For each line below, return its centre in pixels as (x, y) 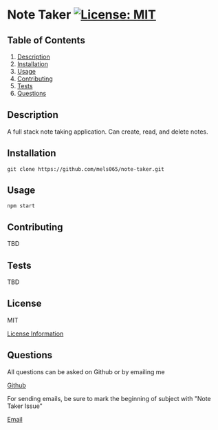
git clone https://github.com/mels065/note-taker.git (86, 169)
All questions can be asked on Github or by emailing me (86, 371)
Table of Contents (46, 40)
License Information (35, 334)
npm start (21, 206)
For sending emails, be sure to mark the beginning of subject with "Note (109, 398)
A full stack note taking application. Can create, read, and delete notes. (108, 132)
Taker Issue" (25, 406)
